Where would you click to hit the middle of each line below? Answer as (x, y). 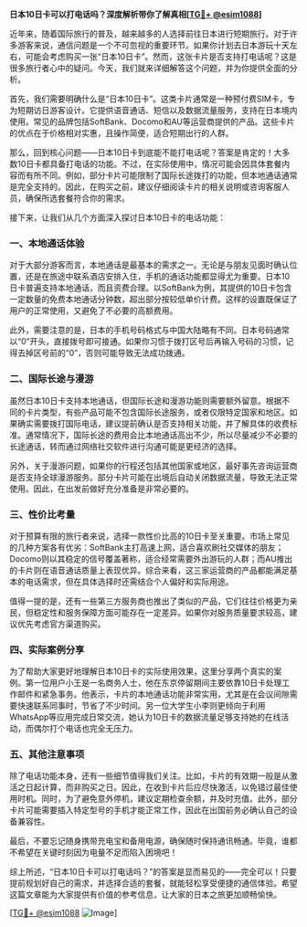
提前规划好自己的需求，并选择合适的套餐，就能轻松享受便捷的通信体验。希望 (153, 883)
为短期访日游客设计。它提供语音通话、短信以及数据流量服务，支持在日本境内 (153, 110)
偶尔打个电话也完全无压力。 (85, 729)
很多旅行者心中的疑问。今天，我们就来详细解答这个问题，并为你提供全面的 (149, 68)
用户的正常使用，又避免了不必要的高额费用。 (94, 311)
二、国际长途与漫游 (52, 379)
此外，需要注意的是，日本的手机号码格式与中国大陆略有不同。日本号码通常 (149, 330)
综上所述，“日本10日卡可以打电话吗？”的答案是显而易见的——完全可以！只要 (153, 872)
